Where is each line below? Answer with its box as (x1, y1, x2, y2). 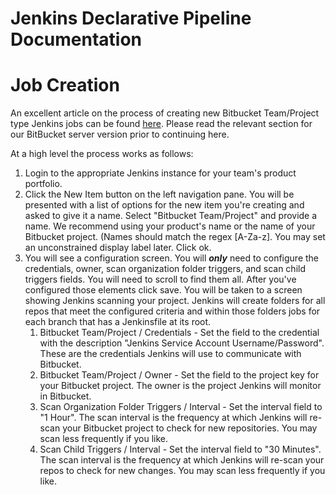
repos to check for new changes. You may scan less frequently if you (39, 465, 326, 477)
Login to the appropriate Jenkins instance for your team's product (24, 167, 297, 179)
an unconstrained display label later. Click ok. (24, 242, 212, 254)
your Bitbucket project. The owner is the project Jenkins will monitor (39, 380, 322, 392)
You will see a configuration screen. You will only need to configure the (24, 252, 320, 264)
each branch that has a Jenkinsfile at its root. (24, 316, 212, 328)
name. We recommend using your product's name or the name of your (24, 220, 316, 232)
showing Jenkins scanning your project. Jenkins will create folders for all (24, 295, 326, 307)
